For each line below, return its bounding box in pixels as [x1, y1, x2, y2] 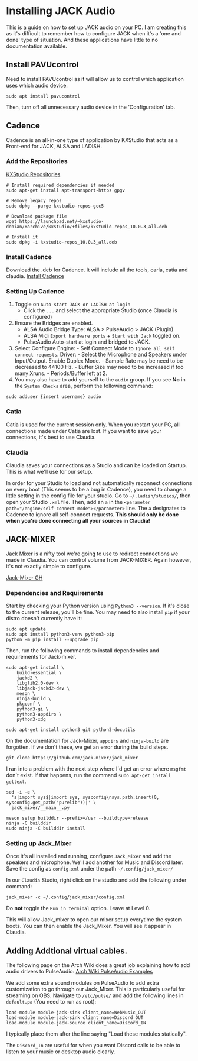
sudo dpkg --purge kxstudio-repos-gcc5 [6, 203, 104, 209]
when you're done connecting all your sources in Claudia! [6, 517, 150, 525]
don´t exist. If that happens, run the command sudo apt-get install [6, 772, 171, 779]
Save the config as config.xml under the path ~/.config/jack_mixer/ [6, 865, 173, 872]
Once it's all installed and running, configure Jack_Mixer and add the [6, 853, 172, 860]
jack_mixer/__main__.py [11, 805, 70, 811]
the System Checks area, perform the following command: [14, 383, 153, 390]
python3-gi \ [16, 706, 49, 712]
